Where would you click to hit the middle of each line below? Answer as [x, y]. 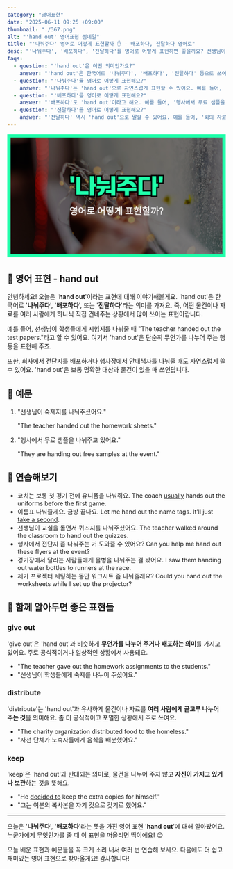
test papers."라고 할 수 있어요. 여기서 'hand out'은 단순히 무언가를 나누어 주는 [113, 338]
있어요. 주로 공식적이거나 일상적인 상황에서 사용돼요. [77, 652]
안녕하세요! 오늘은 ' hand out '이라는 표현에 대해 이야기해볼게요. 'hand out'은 [110, 297]
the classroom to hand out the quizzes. [73, 535]
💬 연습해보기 [32, 477]
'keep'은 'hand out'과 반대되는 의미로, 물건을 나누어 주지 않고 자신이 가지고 [109, 774]
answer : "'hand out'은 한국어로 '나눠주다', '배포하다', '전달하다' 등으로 [117, 73]
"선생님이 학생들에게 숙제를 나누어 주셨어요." [77, 674]
